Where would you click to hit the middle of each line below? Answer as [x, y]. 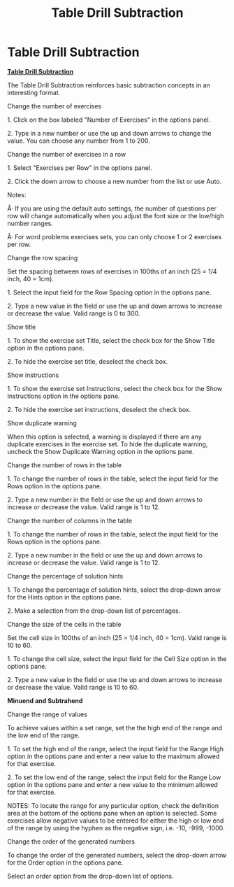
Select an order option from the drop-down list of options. [90, 876]
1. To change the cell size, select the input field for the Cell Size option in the [117, 658]
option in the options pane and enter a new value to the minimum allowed [113, 784]
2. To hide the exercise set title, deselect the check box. [88, 361]
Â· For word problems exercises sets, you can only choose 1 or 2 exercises [115, 236]
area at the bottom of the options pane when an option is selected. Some [112, 813]
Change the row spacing [43, 257]
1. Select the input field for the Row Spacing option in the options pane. [109, 292]
